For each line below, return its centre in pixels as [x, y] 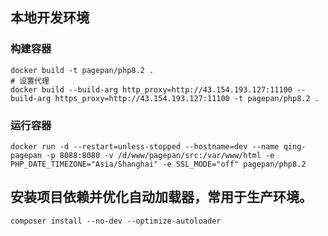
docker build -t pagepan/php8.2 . [82, 70]
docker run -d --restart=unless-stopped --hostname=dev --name [145, 146]
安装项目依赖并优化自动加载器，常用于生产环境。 [161, 197]
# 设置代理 [30, 81]
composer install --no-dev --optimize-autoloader [116, 221]
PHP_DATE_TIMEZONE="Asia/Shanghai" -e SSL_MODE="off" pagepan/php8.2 [158, 164]
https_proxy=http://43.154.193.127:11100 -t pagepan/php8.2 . [187, 98]
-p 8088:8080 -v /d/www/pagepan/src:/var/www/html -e [160, 155]
